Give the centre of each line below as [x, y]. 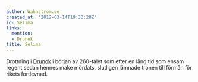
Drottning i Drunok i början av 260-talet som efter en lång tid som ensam [95, 61]
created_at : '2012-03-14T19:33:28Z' [51, 17]
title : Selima [24, 45]
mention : [22, 34]
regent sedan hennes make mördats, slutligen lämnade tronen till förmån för [99, 67]
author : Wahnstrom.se [33, 12]
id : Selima [20, 22]
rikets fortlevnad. [27, 74]
